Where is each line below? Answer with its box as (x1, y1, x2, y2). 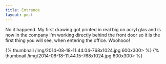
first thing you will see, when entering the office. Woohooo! (5, 37, 131, 44)
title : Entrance (5, 7, 40, 13)
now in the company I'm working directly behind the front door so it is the (5, 32, 160, 38)
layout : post (5, 12, 33, 17)
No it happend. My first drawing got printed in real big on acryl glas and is (5, 26, 161, 32)
